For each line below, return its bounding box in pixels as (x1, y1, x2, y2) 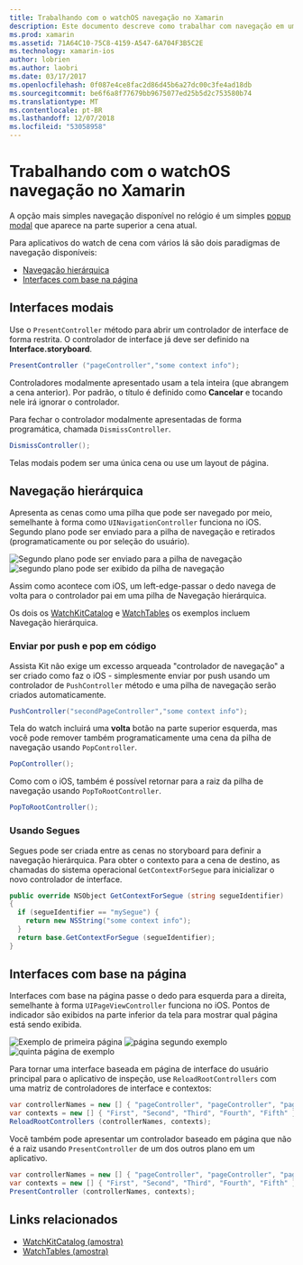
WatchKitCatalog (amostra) (22, 1236, 124, 1247)
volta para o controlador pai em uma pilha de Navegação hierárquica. (9, 591, 267, 601)
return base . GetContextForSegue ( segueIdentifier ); (17, 933, 216, 942)
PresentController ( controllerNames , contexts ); (9, 1186, 196, 1196)
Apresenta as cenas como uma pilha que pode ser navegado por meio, (9, 507, 273, 518)
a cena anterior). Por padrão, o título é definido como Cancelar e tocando (9, 386, 283, 397)
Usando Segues (9, 824, 80, 837)
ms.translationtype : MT (9, 97, 99, 107)
